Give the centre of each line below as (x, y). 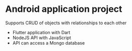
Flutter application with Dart (41, 32)
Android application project (64, 9)
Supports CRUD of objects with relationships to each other (66, 23)
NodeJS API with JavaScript (42, 38)
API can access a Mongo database (49, 43)
